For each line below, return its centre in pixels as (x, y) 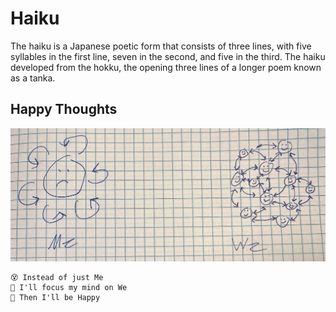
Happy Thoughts (64, 109)
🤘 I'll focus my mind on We (69, 287)
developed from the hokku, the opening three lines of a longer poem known (166, 67)
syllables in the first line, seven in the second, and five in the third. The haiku (168, 56)
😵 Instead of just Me (57, 277)
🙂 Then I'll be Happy (55, 297)
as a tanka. (33, 78)
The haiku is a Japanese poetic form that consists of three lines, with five (161, 46)
